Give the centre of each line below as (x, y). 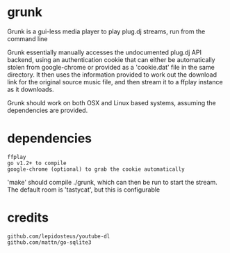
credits (28, 218)
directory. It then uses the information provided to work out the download (112, 75)
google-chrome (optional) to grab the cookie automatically (96, 169)
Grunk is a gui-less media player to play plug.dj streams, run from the (106, 31)
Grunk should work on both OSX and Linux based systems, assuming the (112, 102)
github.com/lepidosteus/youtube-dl (59, 236)
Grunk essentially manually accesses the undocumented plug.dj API (104, 52)
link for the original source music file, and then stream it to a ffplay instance (115, 82)
